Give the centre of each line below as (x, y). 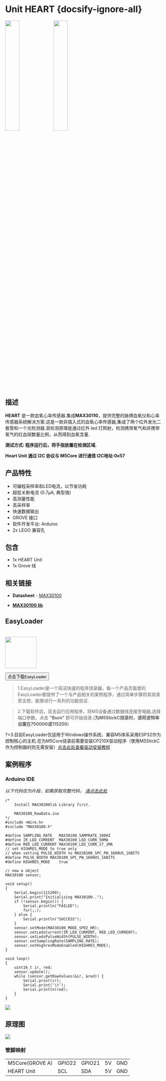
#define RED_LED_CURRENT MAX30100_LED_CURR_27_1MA (59, 844)
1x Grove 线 (24, 566)
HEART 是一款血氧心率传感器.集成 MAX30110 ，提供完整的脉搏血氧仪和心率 (82, 415)
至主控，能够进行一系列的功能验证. (53, 701)
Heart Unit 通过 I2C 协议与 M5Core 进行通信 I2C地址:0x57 (65, 455)
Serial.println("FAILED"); (51, 906)
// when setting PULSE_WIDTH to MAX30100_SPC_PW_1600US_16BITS (72, 853)
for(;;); (32, 910)
